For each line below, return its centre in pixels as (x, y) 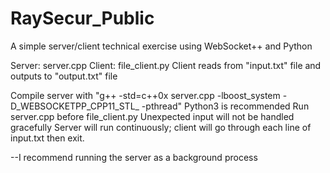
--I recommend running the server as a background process (134, 157)
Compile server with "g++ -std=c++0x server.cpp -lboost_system (145, 95)
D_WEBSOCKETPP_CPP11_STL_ (75, 106)
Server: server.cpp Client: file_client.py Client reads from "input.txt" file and (166, 65)
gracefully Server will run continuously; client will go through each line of (161, 127)
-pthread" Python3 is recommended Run (225, 106)
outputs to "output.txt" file (64, 76)
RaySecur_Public (82, 18)
